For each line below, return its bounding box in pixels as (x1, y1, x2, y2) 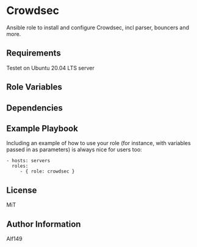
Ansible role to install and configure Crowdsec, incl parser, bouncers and (6, 24, 190, 31)
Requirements (6, 48, 61, 59)
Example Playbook (6, 123, 78, 134)
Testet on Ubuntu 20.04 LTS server (6, 64, 95, 71)
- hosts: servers (6, 158, 51, 164)
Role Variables (6, 82, 62, 92)
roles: (12, 163, 29, 170)
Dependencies (6, 102, 63, 113)
